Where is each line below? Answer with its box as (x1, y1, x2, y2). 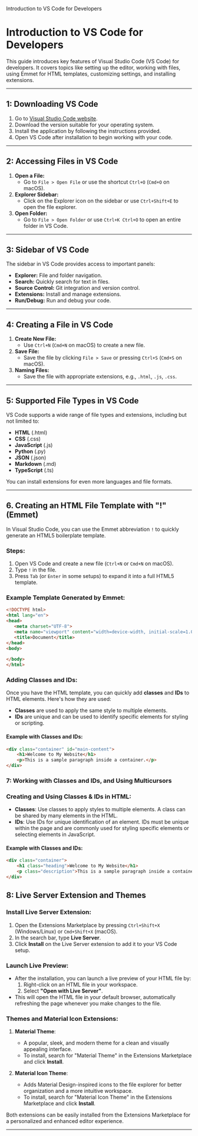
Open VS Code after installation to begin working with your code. (14, 133, 173, 141)
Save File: (14, 348, 39, 355)
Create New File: (14, 335, 57, 342)
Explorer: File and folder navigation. (14, 272, 103, 279)
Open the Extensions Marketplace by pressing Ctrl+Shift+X (14, 921, 160, 929)
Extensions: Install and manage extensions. (14, 290, 121, 298)
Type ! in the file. (14, 566, 57, 573)
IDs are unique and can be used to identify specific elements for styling (14, 713, 189, 720)
